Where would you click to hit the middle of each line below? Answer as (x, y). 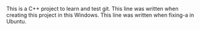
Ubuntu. (16, 21)
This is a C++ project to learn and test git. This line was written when (92, 9)
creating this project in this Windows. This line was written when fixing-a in (100, 15)
